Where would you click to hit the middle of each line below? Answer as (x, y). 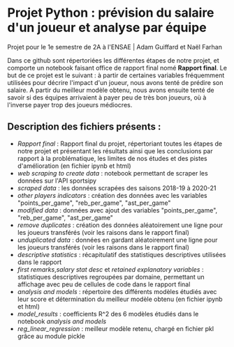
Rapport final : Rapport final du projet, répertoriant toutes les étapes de (119, 144)
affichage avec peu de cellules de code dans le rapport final (104, 284)
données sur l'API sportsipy (57, 180)
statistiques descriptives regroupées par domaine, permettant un (111, 277)
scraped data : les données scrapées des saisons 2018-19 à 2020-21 (117, 188)
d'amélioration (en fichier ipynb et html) (74, 166)
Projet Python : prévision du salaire (111, 13)
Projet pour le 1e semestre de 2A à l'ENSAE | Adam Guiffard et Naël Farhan (115, 47)
